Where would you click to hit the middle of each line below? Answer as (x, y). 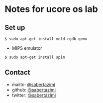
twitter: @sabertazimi (34, 95)
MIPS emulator (27, 48)
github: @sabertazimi (34, 90)
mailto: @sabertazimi (34, 84)
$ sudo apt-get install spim (35, 57)
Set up (15, 28)
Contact (17, 72)
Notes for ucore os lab (51, 9)
